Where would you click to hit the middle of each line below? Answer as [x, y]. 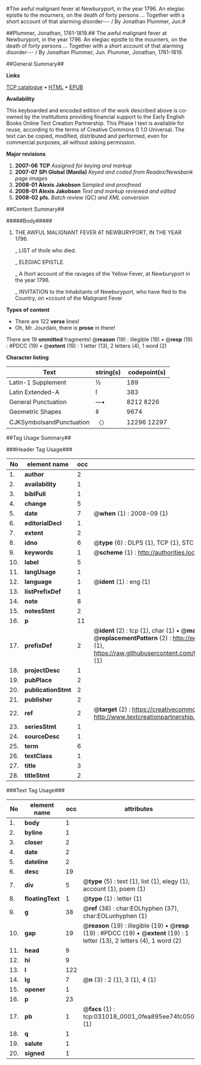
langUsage [40, 572]
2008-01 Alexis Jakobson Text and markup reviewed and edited [95, 191]
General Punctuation [38, 402]
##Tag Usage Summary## [39, 438]
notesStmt [40, 611]
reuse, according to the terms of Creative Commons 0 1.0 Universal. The [95, 129]
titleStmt [37, 775]
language [38, 582]
